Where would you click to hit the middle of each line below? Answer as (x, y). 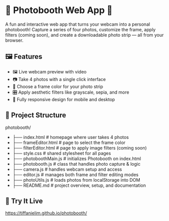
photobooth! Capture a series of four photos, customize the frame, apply (80, 29)
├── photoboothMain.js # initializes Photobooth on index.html (77, 159)
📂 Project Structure (36, 115)
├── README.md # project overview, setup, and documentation (79, 185)
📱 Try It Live (24, 201)
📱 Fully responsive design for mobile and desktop (64, 99)
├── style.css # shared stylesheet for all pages (62, 153)
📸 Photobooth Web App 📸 (59, 10)
